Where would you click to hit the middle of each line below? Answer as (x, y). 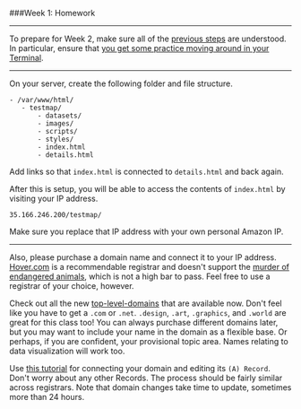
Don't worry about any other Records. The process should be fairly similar (146, 378)
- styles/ (56, 139)
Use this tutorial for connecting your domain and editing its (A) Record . (140, 368)
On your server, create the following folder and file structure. (121, 83)
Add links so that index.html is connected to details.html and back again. (146, 171)
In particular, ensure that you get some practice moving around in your (139, 48)
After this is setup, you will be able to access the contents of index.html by (147, 189)
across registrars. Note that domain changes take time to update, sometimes (150, 387)
